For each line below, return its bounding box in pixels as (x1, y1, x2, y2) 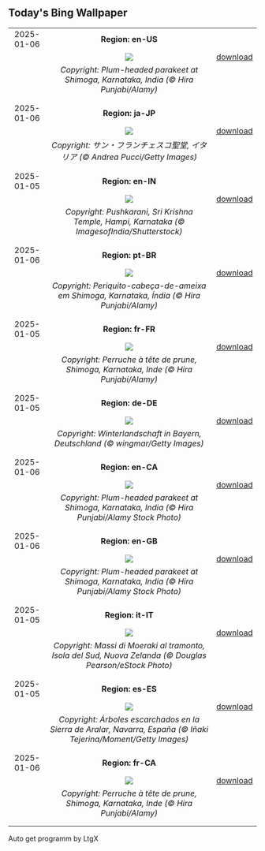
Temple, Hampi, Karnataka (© (73, 216, 185, 227)
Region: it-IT (104, 609, 154, 620)
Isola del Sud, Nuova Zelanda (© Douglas (51, 650, 207, 661)
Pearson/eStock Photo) (85, 659, 173, 670)
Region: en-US (100, 33, 158, 44)
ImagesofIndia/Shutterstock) (76, 226, 183, 237)
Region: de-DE (101, 398, 158, 409)
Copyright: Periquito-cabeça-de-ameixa (51, 280, 207, 291)
